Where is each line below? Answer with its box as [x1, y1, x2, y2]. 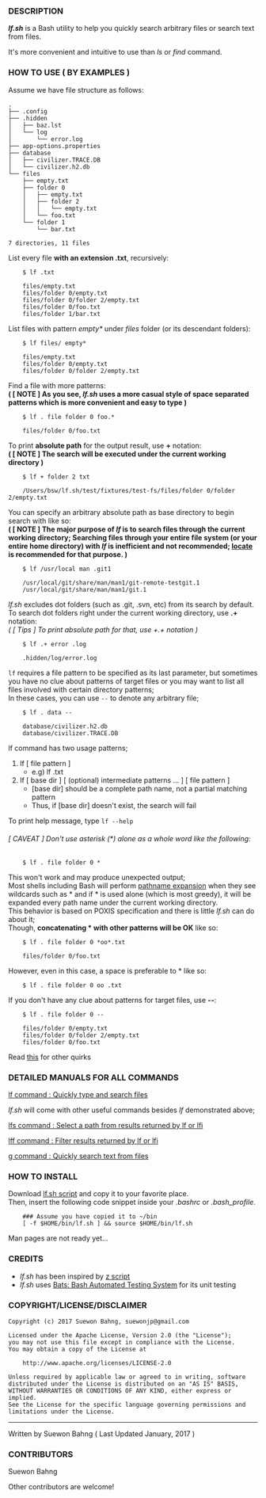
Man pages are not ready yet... [8, 1233, 108, 1243]
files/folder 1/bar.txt [22, 310, 101, 318]
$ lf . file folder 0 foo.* [22, 413, 115, 421]
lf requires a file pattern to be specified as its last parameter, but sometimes [8, 668, 258, 677]
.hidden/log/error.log [22, 654, 97, 662]
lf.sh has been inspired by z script [19, 1271, 131, 1281]
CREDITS [8, 1253, 44, 1264]
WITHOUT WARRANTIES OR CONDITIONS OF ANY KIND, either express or [8, 1386, 232, 1395]
